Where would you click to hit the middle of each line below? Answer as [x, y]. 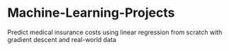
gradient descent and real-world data [62, 39]
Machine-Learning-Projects [91, 13]
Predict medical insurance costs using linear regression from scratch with [115, 32]
